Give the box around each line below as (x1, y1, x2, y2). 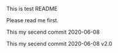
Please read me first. (6, 17, 59, 23)
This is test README (6, 5, 58, 12)
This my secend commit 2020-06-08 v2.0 (6, 40, 112, 47)
